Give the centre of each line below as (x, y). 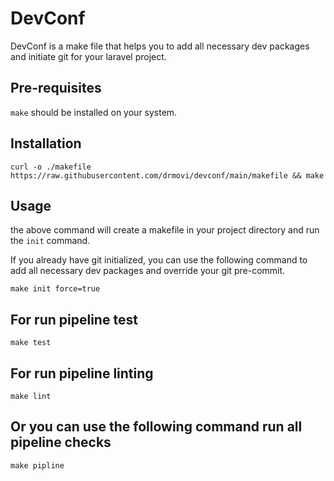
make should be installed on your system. (94, 112)
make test (31, 343)
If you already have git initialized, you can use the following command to (159, 260)
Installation (46, 143)
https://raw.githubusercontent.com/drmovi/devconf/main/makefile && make (167, 175)
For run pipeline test (74, 319)
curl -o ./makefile (51, 167)
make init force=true (55, 289)
